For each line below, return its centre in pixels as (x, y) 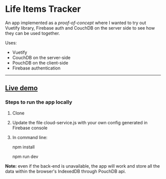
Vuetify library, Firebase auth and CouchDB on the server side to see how (80, 28)
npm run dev (25, 156)
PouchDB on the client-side (40, 63)
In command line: (30, 137)
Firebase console (30, 128)
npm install (23, 147)
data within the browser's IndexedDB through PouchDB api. (65, 171)
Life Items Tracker (43, 9)
